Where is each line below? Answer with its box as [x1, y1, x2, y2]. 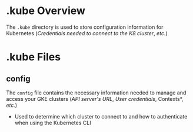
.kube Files [6, 50, 61, 64]
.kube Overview [6, 4, 85, 18]
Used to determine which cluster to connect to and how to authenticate [14, 113, 188, 120]
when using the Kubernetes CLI [14, 119, 91, 126]
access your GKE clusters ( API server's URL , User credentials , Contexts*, [6, 95, 184, 102]
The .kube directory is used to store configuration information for [6, 23, 164, 31]
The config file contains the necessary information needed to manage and [6, 89, 187, 96]
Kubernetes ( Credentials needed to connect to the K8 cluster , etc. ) [6, 29, 168, 36]
